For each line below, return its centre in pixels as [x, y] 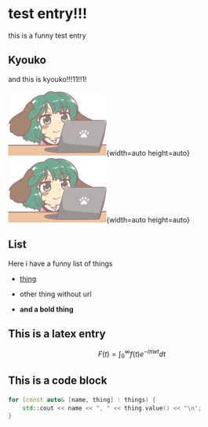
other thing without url [55, 294]
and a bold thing [46, 309]
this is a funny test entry [47, 35]
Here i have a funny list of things [60, 263]
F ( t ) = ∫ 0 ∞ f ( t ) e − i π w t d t [132, 354]
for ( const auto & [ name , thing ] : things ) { [82, 399]
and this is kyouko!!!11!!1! [47, 79]
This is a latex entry [57, 334]
